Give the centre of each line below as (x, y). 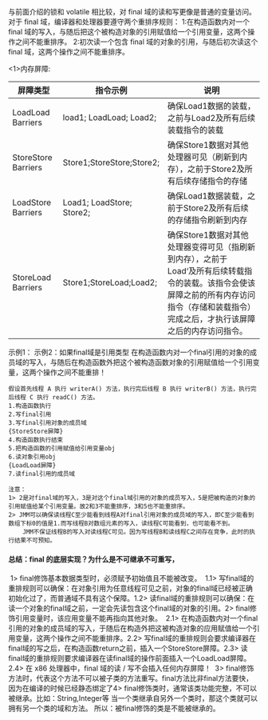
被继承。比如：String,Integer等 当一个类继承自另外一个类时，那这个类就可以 (133, 698)
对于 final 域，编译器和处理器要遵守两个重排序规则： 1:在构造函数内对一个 (129, 22)
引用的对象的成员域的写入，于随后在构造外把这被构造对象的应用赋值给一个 (130, 628)
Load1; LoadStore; (97, 202)
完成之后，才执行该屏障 (211, 319)
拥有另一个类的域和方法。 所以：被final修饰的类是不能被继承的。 (114, 708)
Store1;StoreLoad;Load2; (110, 282)
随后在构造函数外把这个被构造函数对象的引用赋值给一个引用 (155, 362)
